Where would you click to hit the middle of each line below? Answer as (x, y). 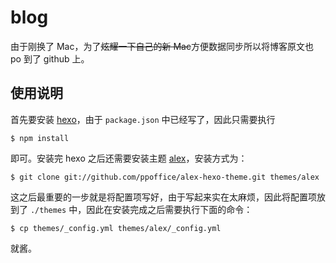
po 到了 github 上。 (50, 58)
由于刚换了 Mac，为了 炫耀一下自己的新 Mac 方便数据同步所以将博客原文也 (162, 46)
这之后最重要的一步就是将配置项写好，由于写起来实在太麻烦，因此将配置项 (163, 197)
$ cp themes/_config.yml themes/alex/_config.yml (116, 228)
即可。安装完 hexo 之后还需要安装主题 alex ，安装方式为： (129, 158)
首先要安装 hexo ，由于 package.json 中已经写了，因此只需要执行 (143, 119)
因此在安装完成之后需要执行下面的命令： (169, 209)
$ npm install (40, 138)
